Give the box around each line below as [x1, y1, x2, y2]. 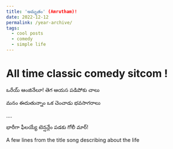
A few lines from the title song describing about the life [6, 136, 140, 143]
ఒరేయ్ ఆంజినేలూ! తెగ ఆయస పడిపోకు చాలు [6, 86, 100, 93]
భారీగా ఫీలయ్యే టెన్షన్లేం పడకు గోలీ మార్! [6, 123, 89, 130]
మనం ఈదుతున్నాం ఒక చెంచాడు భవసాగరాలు [6, 99, 101, 106]
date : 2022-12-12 [6, 14, 49, 20]
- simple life [11, 42, 46, 48]
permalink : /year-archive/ [6, 19, 73, 25]
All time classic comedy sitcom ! [6, 67, 168, 80]
